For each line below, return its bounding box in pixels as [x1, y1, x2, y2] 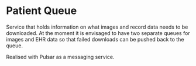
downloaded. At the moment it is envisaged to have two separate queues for [6, 29, 190, 36]
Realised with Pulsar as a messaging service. [6, 53, 115, 60]
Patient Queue [6, 4, 77, 18]
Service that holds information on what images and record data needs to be [6, 23, 188, 30]
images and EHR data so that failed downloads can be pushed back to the [6, 36, 184, 43]
